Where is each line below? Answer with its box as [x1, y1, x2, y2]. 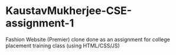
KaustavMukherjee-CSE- [5, 4, 132, 18]
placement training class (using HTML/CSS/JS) [5, 42, 120, 49]
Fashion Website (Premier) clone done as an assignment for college [5, 36, 171, 43]
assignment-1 [5, 16, 74, 30]
